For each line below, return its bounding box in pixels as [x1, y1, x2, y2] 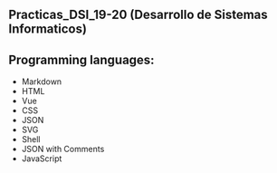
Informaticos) [8, 22, 88, 37]
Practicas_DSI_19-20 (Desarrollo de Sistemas [8, 7, 268, 23]
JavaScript [21, 153, 62, 164]
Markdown [21, 76, 62, 87]
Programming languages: [8, 52, 155, 67]
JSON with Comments [21, 144, 105, 155]
